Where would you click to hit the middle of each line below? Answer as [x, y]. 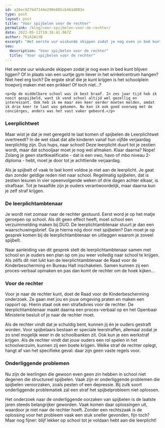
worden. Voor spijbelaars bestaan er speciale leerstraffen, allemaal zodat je [81, 330]
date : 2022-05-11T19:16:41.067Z [38, 32]
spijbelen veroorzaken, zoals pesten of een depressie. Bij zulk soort [74, 384]
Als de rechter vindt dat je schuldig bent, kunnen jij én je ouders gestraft [78, 324]
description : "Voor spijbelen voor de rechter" [59, 51]
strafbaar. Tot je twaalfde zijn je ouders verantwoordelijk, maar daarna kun [80, 185]
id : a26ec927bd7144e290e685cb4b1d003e [45, 10]
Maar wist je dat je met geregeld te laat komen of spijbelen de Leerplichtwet [82, 134]
